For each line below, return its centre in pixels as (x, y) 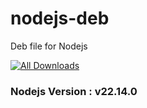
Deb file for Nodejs (49, 46)
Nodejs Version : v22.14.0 (74, 91)
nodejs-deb (60, 18)
